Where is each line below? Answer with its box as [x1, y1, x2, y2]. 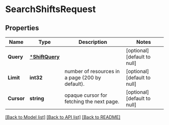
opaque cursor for [64, 92, 108, 99]
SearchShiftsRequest [5, 4, 96, 15]
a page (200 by [64, 74, 102, 81]
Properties [5, 24, 39, 32]
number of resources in [64, 68, 120, 75]
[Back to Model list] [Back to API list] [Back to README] [5, 114, 121, 120]
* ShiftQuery [29, 53, 60, 60]
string [29, 95, 44, 102]
